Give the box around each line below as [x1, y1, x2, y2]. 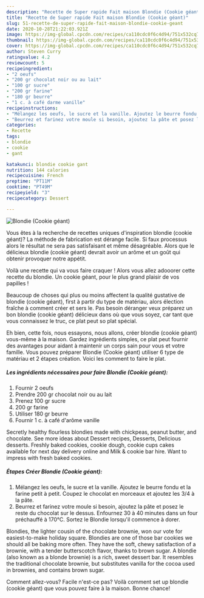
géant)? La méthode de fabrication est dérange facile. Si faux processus [6, 235, 187, 243]
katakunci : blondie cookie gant [6, 161, 88, 167]
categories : [6, 122, 36, 128]
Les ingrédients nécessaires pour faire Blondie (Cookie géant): [6, 369, 168, 376]
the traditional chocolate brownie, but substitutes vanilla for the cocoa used [6, 560, 195, 567]
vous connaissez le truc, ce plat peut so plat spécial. [6, 317, 138, 324]
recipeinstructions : [6, 105, 59, 111]
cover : [6, 43, 23, 49]
